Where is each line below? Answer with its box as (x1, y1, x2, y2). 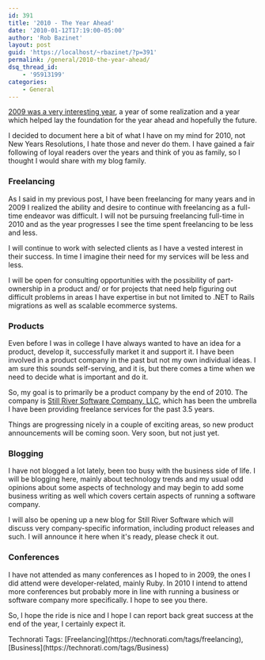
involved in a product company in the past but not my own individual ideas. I (8, 355, 256, 365)
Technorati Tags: (8, 634, 63, 643)
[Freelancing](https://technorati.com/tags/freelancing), (64, 634, 244, 643)
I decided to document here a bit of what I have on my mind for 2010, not (8, 131, 246, 140)
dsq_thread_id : (8, 63, 59, 71)
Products (8, 320, 45, 332)
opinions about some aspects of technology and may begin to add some (8, 483, 244, 493)
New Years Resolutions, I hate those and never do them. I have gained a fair (8, 140, 255, 149)
